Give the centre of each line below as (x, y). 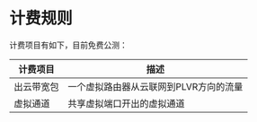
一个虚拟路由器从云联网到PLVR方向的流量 (155, 86)
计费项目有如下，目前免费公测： (68, 45)
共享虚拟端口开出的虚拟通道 (127, 103)
